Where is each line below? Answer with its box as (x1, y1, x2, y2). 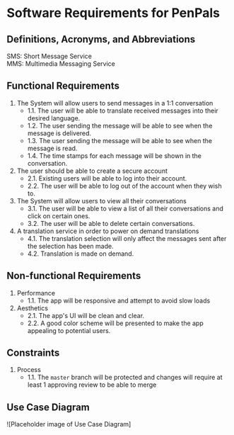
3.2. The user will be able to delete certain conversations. (27, 219, 195, 227)
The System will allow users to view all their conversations (16, 196, 187, 205)
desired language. (27, 113, 81, 122)
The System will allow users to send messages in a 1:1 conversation (16, 98, 213, 107)
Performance (16, 288, 56, 297)
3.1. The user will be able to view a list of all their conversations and (27, 204, 223, 213)
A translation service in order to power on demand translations (16, 227, 199, 235)
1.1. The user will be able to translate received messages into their (27, 106, 218, 115)
